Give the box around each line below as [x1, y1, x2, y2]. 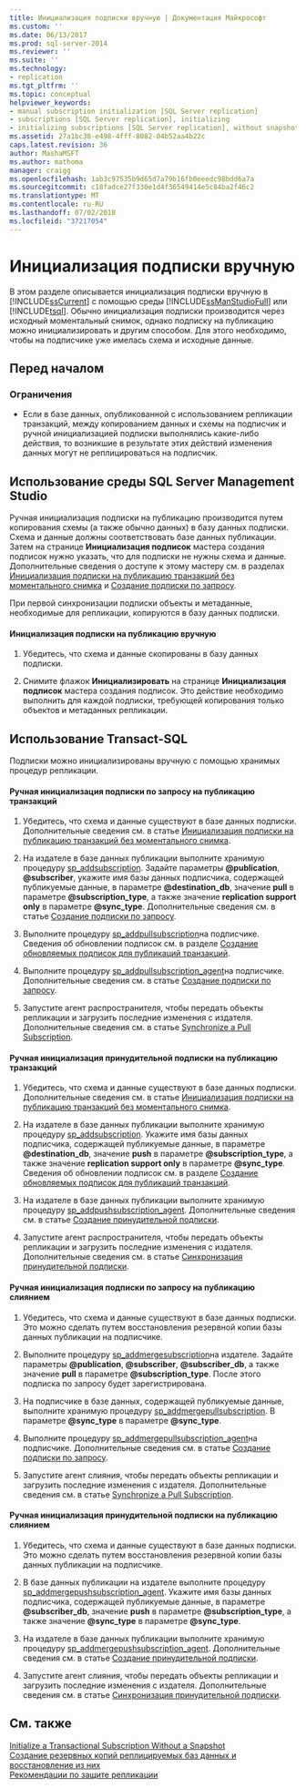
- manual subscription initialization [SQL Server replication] [9, 107, 259, 116]
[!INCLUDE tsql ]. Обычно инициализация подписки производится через [9, 305, 285, 316]
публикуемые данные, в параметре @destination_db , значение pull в [22, 882, 294, 893]
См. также [9, 1716, 73, 1732]
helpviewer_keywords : [9, 97, 92, 107]
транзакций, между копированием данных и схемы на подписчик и [22, 418, 287, 429]
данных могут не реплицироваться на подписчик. [22, 447, 219, 458]
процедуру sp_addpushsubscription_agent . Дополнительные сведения [22, 1204, 296, 1216]
